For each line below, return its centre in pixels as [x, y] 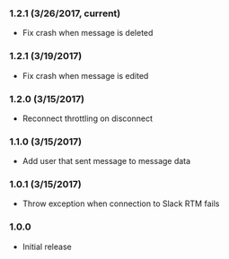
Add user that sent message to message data [106, 161]
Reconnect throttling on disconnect [88, 118]
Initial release [47, 246]
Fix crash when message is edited [85, 75]
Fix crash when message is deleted [88, 33]
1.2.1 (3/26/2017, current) [65, 13]
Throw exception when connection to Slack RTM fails [121, 203]
